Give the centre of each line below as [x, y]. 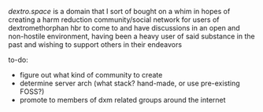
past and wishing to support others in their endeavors [95, 45]
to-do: [19, 60]
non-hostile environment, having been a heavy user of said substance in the [131, 36]
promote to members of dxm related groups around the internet [122, 100]
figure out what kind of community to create [91, 75]
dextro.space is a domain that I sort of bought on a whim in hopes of [119, 11]
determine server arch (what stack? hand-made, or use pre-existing [130, 83]
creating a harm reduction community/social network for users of [114, 20]
